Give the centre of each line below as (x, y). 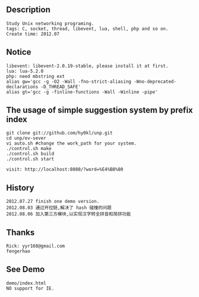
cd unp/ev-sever (26, 138)
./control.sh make (29, 149)
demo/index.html (26, 283)
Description (28, 10)
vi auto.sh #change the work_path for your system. (71, 143)
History (20, 188)
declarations (22, 87)
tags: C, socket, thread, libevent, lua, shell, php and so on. (87, 29)
